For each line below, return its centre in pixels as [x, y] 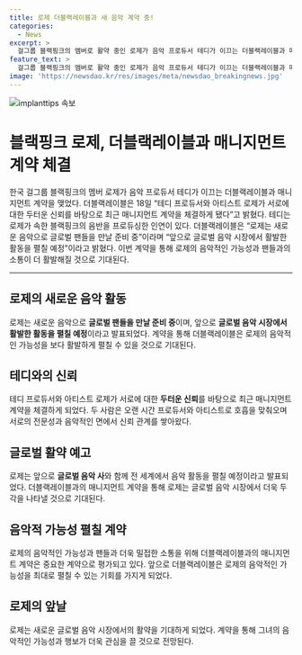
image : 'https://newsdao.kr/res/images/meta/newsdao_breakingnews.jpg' [146, 76]
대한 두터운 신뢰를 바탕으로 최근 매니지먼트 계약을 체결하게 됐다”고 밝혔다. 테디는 [150, 214]
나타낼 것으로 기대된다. [66, 498]
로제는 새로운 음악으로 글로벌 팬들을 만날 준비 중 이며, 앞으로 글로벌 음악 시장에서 [148, 322]
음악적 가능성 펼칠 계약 [68, 529]
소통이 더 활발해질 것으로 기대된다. [69, 259]
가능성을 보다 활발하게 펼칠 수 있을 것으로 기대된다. [107, 345]
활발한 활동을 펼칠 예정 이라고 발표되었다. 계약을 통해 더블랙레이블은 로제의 [138, 333]
